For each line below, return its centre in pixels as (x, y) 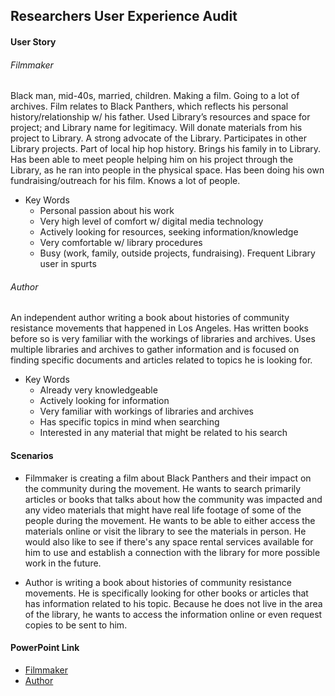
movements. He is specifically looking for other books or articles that (166, 593)
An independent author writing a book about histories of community (150, 318)
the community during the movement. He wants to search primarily (163, 488)
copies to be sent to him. (76, 625)
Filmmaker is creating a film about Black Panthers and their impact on (168, 478)
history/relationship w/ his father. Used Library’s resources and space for (160, 117)
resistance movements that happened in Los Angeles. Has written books (159, 328)
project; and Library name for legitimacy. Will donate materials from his (156, 128)
